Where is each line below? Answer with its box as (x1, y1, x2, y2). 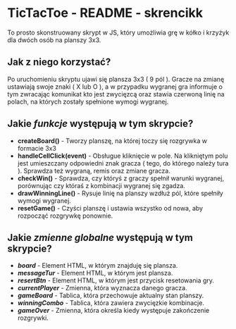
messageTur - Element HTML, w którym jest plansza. (17, 269, 173, 278)
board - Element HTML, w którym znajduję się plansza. (17, 261, 178, 270)
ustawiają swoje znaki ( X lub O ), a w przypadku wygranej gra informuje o (7, 82, 223, 91)
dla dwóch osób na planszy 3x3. (7, 35, 101, 44)
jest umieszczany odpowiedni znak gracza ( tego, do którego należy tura (17, 159, 229, 167)
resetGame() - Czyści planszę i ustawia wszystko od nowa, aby (17, 204, 203, 212)
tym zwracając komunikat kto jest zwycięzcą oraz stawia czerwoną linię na (7, 89, 225, 98)
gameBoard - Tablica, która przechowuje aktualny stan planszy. (17, 291, 204, 300)
